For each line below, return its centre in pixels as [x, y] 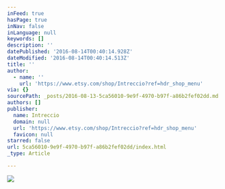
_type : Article [29, 154]
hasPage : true [27, 20]
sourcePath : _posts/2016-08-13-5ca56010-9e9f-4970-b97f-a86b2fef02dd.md [113, 97]
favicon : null [33, 134]
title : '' [21, 64]
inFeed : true [26, 13]
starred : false [29, 141]
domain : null [32, 122]
